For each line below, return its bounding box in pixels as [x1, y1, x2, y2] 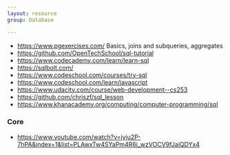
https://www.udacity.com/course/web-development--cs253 [17, 85, 188, 94]
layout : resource [7, 10, 57, 17]
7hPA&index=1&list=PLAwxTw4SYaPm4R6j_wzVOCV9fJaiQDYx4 [17, 140, 200, 148]
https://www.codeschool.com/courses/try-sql [17, 70, 147, 79]
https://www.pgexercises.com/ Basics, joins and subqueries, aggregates [17, 41, 224, 50]
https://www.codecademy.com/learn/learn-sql [17, 56, 149, 64]
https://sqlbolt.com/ [17, 63, 74, 72]
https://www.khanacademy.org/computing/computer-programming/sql [17, 100, 218, 108]
